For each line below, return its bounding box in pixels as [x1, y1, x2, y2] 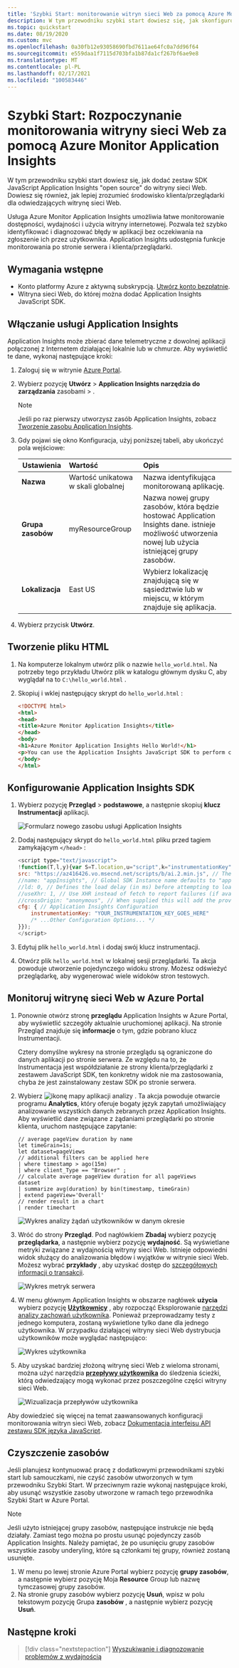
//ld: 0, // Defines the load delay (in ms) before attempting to [17, 883, 219, 891]
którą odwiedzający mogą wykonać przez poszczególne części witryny [17, 1376, 227, 1384]
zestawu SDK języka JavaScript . [7, 1426, 102, 1435]
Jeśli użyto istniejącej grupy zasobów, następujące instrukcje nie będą [7, 1524, 214, 1532]
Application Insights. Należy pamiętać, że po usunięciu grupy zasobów [7, 1539, 215, 1547]
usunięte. [7, 1553, 35, 1562]
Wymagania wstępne [7, 263, 104, 275]
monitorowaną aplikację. [143, 481, 225, 491]
